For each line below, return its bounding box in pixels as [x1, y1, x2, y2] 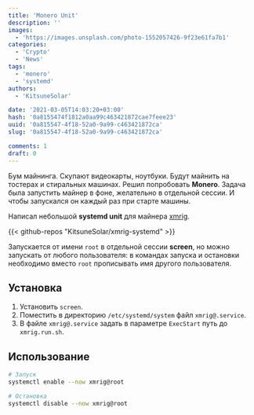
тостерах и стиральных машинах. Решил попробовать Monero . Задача [8, 179, 246, 189]
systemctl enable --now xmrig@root [8, 378, 125, 386]
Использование [8, 350, 90, 363]
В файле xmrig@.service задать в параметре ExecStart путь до [19, 319, 228, 329]
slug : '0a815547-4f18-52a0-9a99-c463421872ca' [8, 128, 163, 136]
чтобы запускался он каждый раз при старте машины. [8, 196, 191, 205]
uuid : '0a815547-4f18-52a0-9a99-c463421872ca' [8, 121, 163, 129]
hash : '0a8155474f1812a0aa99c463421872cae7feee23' [8, 113, 177, 122]
